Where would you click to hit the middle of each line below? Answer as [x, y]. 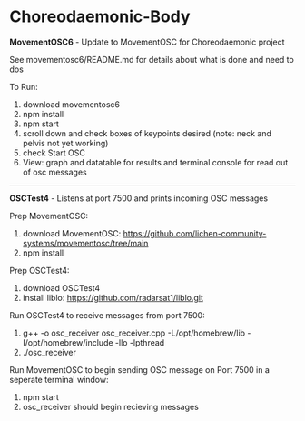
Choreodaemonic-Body [100, 17]
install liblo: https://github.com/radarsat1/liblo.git [113, 297]
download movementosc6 [71, 104]
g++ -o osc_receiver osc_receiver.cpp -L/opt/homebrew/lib [134, 333]
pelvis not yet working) [65, 143]
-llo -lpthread [140, 342]
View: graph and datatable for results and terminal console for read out [155, 162]
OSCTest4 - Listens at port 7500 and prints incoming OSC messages [139, 198]
